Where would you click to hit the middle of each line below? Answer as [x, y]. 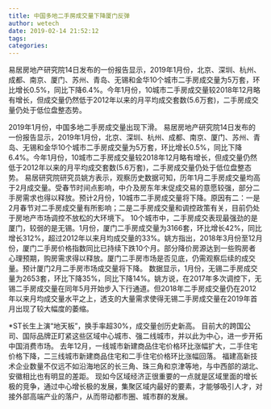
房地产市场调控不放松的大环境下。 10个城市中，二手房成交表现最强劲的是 [136, 218]
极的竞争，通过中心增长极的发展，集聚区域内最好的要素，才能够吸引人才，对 [135, 386]
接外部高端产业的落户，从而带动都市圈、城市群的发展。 [100, 397]
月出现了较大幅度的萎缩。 [51, 309]
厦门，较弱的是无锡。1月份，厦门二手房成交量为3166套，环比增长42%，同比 [135, 228]
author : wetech [34, 23]
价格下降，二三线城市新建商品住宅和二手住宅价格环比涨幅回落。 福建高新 [129, 357]
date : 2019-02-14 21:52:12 [54, 31]
